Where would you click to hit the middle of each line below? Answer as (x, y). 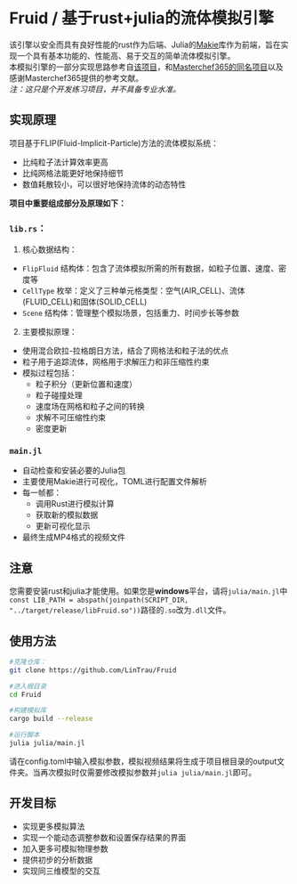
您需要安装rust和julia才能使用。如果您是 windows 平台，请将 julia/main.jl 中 (148, 591)
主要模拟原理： (49, 332)
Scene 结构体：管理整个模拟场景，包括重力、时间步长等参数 (131, 313)
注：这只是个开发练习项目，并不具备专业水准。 (95, 89)
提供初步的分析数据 (57, 859)
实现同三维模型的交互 (61, 871)
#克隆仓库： (28, 661)
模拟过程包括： (49, 373)
